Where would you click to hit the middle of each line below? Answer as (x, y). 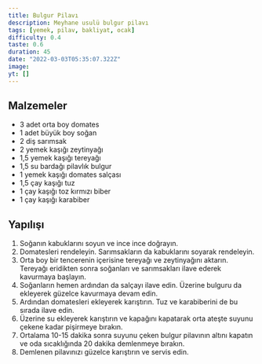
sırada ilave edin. (47, 311)
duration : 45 (29, 52)
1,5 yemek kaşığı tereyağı (60, 158)
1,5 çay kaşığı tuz (47, 183)
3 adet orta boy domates (59, 125)
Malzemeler (38, 106)
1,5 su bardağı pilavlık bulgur (65, 167)
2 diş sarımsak (43, 142)
